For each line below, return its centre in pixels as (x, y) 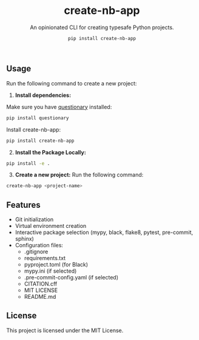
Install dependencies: (43, 95)
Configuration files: (39, 245)
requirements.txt (45, 258)
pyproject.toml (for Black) (56, 265)
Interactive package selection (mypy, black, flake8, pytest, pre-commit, (104, 232)
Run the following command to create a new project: (72, 83)
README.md (40, 297)
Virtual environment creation (51, 226)
